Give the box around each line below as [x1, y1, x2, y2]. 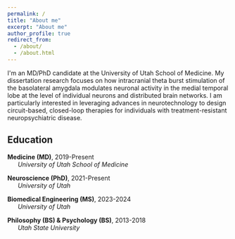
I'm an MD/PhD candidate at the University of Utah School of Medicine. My [7, 68, 224, 77]
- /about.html [13, 50, 55, 57]
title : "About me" [7, 17, 61, 24]
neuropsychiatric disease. [7, 113, 82, 122]
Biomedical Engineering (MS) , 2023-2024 [7, 195, 132, 203]
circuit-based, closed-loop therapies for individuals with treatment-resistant [7, 106, 227, 115]
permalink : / [7, 10, 46, 18]
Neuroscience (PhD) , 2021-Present [7, 174, 110, 182]
